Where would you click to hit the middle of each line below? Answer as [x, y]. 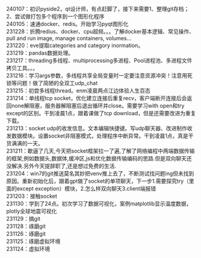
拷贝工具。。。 [22, 68]
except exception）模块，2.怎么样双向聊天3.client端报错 [86, 188]
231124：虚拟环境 [28, 249]
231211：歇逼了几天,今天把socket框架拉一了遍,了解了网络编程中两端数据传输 [100, 151]
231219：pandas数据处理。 [40, 53]
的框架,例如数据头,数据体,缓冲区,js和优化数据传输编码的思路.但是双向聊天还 [99, 158]
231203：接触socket [32, 196]
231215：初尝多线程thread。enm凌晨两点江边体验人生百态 [78, 90]
